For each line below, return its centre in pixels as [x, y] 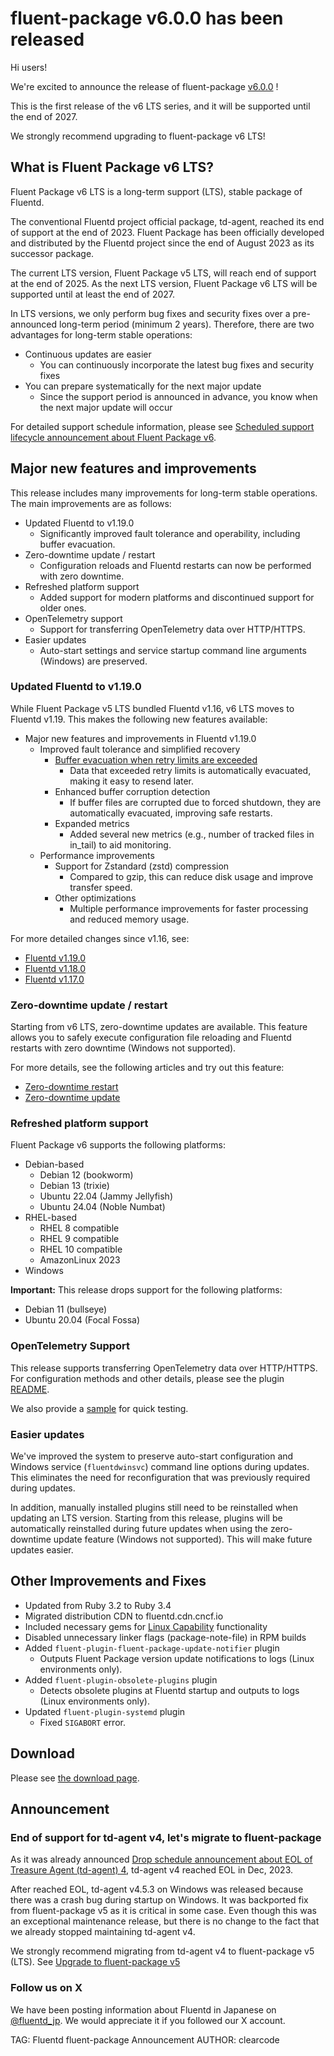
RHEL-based [50, 1218]
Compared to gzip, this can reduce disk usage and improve [191, 876]
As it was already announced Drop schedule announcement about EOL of [161, 1859]
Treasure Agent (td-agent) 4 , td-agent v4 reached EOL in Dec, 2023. [151, 1870]
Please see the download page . [75, 1778]
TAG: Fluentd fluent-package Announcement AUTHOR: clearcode [145, 2039]
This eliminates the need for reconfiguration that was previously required [160, 1478]
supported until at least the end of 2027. [93, 294]
